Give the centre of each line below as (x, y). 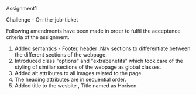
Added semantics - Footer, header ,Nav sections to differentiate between (102, 48)
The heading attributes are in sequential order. (71, 79)
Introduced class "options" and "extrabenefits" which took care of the (99, 61)
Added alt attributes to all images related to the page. (79, 73)
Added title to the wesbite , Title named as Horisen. (76, 86)
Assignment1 (21, 8)
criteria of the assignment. (38, 37)
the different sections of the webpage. (61, 54)
